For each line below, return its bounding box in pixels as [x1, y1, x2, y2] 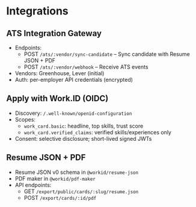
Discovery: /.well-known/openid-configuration [14, 110, 132, 117]
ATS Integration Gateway [6, 28, 102, 39]
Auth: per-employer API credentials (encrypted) [14, 76, 133, 83]
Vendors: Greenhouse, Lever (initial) [14, 70, 105, 76]
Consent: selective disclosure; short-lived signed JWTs [14, 135, 152, 142]
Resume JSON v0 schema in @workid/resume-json [14, 168, 139, 176]
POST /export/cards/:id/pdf [23, 194, 97, 201]
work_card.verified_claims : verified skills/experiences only [23, 128, 171, 136]
